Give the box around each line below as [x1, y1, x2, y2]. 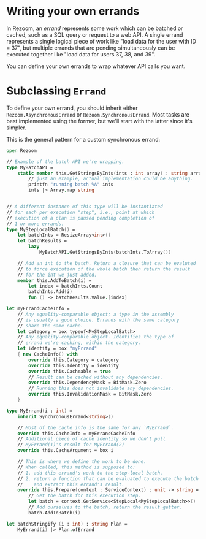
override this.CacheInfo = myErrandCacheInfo [17, 430, 136, 437]
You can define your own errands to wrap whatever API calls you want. [6, 63, 186, 70]
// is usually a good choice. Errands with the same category [17, 317, 180, 323]
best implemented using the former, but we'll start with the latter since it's [6, 117, 193, 124]
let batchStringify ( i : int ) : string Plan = [6, 521, 128, 527]
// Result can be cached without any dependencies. [28, 374, 164, 380]
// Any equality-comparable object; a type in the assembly [17, 311, 174, 317]
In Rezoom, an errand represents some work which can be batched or [6, 25, 183, 32]
